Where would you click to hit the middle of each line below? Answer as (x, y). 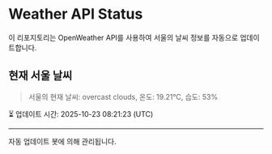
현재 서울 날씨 (40, 76)
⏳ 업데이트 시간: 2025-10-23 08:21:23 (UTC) (81, 113)
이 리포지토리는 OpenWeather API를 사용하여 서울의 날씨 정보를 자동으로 (123, 37)
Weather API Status (76, 14)
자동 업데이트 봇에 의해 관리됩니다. (62, 141)
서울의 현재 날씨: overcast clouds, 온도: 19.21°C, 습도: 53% (123, 96)
